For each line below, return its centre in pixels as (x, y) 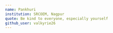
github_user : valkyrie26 (30, 23)
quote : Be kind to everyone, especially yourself (57, 18)
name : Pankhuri (21, 9)
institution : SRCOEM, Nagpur (35, 14)
